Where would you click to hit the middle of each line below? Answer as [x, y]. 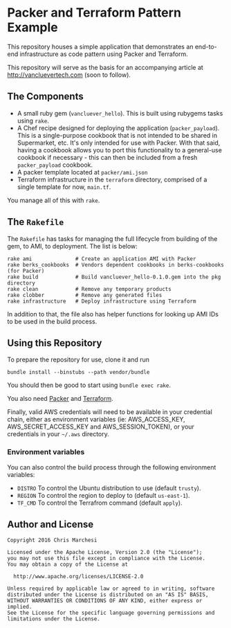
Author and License [50, 524]
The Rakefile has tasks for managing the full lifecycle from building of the [112, 239]
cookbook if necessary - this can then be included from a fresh [107, 157]
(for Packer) [26, 271]
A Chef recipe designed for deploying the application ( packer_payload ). [118, 128]
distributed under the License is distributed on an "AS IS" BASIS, [108, 595]
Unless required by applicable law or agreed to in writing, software [111, 589]
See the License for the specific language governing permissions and [111, 613]
